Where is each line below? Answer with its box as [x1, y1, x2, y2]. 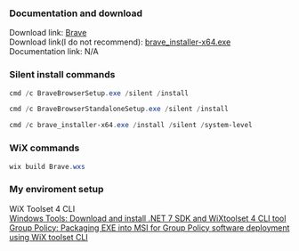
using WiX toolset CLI [9, 231, 89, 242]
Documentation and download [9, 7, 143, 20]
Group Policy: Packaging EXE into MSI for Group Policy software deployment [9, 222, 290, 233]
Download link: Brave [9, 28, 87, 38]
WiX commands [9, 142, 80, 154]
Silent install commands [9, 69, 116, 81]
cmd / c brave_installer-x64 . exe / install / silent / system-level [9, 121, 253, 130]
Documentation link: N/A [9, 46, 100, 57]
